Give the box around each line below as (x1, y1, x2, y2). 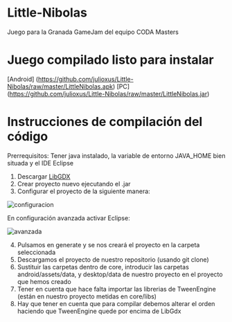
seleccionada (17, 248, 56, 256)
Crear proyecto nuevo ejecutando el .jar (17, 179, 131, 188)
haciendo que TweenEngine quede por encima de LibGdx (17, 307, 181, 315)
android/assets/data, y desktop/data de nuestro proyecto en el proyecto (17, 270, 223, 278)
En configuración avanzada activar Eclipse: (7, 213, 130, 222)
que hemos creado (17, 277, 71, 285)
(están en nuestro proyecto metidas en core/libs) (17, 292, 157, 301)
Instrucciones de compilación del (7, 114, 203, 129)
